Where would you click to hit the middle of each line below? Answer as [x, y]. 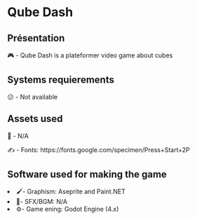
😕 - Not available [33, 97]
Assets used [35, 119]
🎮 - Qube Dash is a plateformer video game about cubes [90, 55]
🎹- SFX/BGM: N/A [42, 202]
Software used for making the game [87, 175]
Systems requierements [61, 80]
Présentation [36, 38]
